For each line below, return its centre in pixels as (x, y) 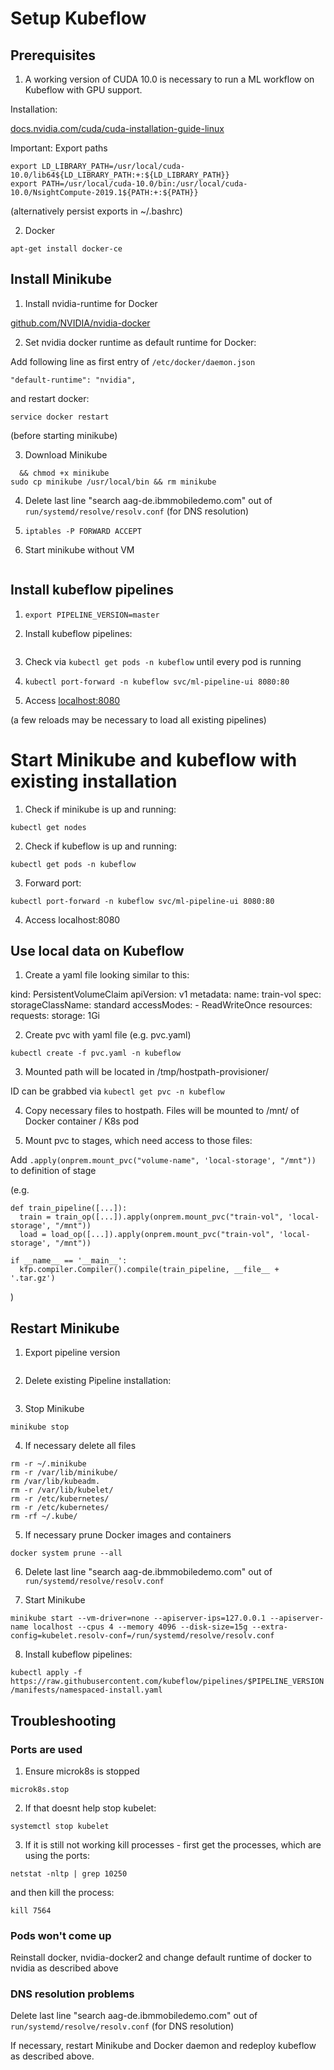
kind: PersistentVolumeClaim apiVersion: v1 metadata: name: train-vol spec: (166, 994)
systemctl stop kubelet (60, 1826)
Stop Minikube (54, 1409)
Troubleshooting (63, 1720)
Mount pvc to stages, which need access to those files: (138, 1141)
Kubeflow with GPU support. (83, 90)
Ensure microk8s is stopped (82, 1771)
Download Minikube (66, 454)
